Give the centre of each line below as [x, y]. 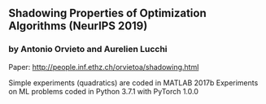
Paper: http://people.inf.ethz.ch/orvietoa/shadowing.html [104, 67]
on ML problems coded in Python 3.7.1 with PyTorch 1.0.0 [104, 91]
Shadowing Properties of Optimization [107, 13]
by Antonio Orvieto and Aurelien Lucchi [88, 50]
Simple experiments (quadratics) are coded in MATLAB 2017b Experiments [133, 82]
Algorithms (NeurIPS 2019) [78, 26]
